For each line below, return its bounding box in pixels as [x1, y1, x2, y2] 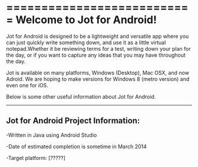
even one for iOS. [6, 81, 49, 89]
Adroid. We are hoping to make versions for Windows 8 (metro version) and [6, 75, 190, 83]
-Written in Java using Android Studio [6, 131, 97, 139]
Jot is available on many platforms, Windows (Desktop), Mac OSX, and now [6, 69, 190, 76]
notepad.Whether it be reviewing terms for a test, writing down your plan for [6, 45, 191, 52]
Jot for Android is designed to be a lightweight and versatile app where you [6, 32, 189, 40]
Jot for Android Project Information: [6, 116, 140, 126]
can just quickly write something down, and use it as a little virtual [6, 39, 166, 46]
